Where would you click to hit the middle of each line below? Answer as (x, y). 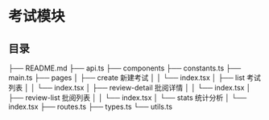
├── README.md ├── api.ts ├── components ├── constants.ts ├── (125, 68)
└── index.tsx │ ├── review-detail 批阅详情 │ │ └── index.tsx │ (144, 88)
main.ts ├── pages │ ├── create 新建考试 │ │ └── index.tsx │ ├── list (127, 78)
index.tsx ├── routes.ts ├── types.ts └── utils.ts (91, 106)
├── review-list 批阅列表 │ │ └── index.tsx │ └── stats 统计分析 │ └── (128, 98)
